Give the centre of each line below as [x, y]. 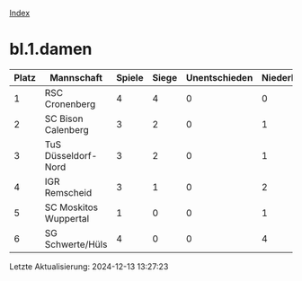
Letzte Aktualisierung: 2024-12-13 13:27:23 [89, 266]
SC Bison [64, 119]
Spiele [130, 77]
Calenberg [67, 129]
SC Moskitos [71, 207]
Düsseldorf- [71, 155]
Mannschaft [76, 77]
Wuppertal [67, 218]
